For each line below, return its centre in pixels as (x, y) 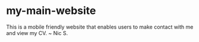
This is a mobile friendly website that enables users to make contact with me (100, 27)
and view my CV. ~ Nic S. (37, 33)
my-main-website (51, 11)
